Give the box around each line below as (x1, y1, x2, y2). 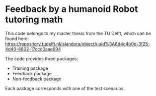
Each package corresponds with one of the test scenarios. (5, 85, 125, 91)
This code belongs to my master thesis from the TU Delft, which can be (5, 30, 152, 36)
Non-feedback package (12, 76, 62, 82)
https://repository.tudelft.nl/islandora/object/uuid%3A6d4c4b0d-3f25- (5, 41, 150, 47)
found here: (5, 36, 29, 42)
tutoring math (5, 14, 63, 25)
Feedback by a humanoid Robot (5, 3, 138, 15)
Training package (12, 65, 48, 71)
